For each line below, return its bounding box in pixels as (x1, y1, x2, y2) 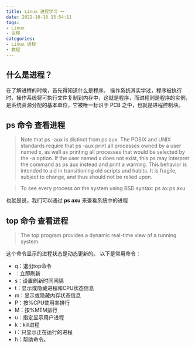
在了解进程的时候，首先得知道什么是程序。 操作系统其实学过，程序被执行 (6, 86, 182, 94)
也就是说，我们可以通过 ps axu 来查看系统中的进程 (6, 197, 128, 204)
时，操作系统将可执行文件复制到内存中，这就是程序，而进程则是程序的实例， (6, 94, 191, 101)
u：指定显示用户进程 (14, 314, 64, 321)
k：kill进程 (14, 321, 40, 329)
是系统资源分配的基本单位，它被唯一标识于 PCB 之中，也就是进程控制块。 (6, 101, 184, 109)
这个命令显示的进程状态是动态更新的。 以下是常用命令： (6, 250, 141, 257)
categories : (6, 36, 35, 42)
